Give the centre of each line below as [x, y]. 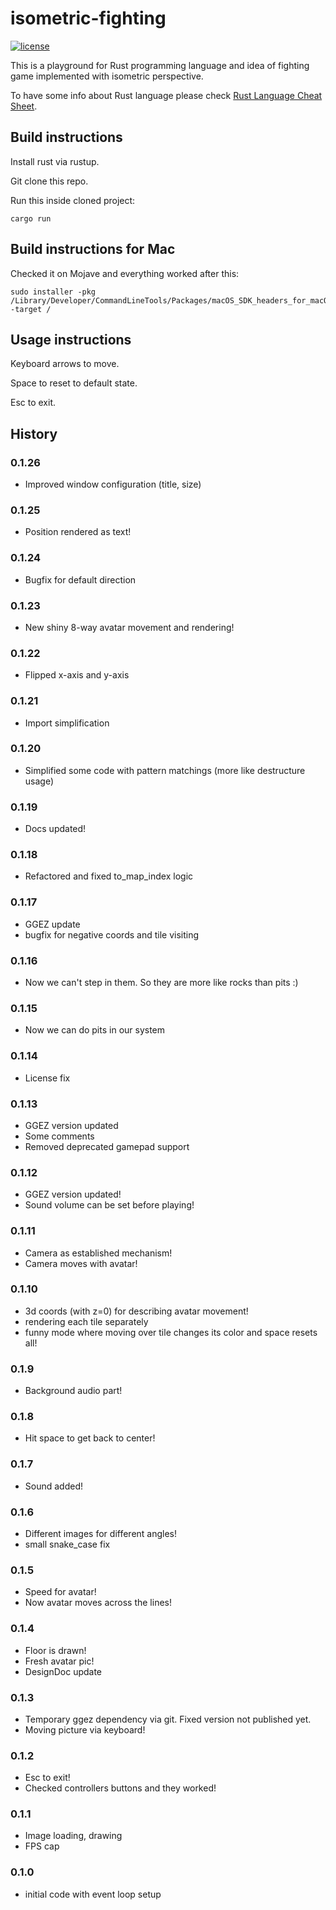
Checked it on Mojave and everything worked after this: [125, 273]
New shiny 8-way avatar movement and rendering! [129, 627]
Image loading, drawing [73, 1836]
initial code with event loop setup [93, 1894]
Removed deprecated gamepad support [107, 1146]
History [34, 433]
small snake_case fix [67, 1544]
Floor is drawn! [55, 1650]
